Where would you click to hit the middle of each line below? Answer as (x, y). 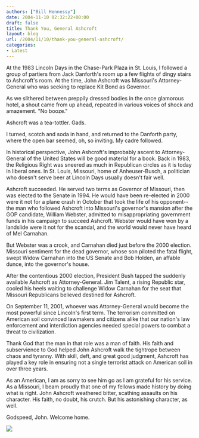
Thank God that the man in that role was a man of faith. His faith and (90, 343)
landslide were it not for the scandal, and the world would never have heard (99, 227)
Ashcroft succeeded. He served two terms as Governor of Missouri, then (96, 189)
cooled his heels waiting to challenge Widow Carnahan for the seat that (94, 288)
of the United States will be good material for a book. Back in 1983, (108, 158)
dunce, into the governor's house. (48, 264)
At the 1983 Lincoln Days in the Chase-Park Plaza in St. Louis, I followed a (97, 68)
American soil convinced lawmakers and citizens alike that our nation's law (98, 319)
